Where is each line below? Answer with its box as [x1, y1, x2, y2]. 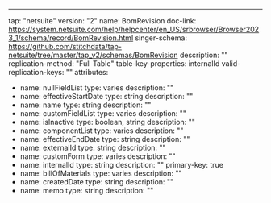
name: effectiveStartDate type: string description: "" [19, 92, 194, 101]
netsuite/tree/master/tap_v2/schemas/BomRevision [8, 50, 178, 60]
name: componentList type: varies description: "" [19, 126, 184, 135]
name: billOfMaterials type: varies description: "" [19, 168, 182, 178]
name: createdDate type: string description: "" [19, 177, 174, 186]
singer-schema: [135, 33, 188, 43]
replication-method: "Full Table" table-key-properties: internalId [8, 59, 220, 68]
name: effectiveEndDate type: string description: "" [19, 135, 190, 143]
